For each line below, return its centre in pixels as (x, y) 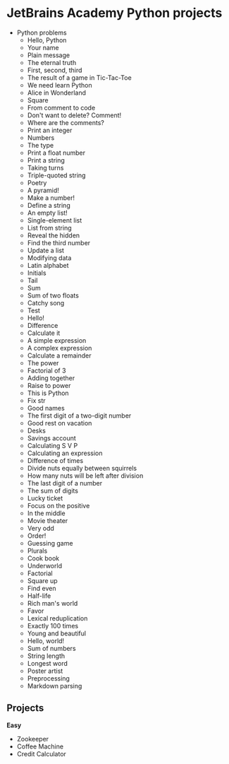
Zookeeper (33, 739)
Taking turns (45, 168)
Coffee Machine (40, 746)
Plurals (37, 551)
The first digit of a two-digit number (79, 416)
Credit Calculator (41, 753)
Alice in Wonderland (56, 93)
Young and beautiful (56, 633)
